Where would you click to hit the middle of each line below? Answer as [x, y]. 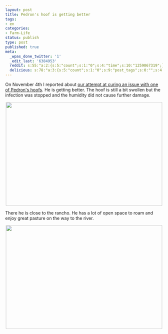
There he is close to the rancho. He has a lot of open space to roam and [79, 213]
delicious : [21, 70]
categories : [17, 28]
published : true [22, 47]
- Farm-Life [17, 33]
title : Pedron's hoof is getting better [48, 14]
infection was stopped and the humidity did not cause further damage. [78, 95]
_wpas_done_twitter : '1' [35, 56]
